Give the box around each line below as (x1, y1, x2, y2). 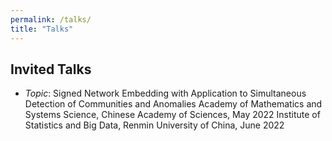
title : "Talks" (10, 24, 74, 34)
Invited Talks (10, 61, 92, 78)
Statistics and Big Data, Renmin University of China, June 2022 (24, 119, 285, 131)
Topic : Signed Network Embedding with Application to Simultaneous (24, 87, 307, 100)
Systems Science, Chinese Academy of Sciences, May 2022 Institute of (24, 109, 321, 121)
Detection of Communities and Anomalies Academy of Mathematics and (24, 98, 323, 110)
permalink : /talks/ (10, 14, 92, 25)
